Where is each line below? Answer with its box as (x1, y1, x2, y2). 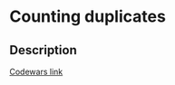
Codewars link (9, 66, 63, 77)
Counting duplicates (9, 6, 166, 27)
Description (9, 42, 77, 58)
